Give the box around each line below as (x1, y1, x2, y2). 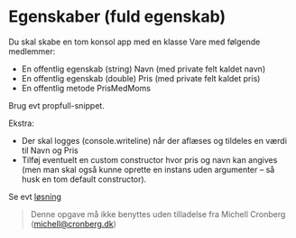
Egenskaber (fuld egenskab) (8, 6, 227, 27)
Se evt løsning (8, 191, 62, 202)
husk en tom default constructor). (21, 174, 147, 185)
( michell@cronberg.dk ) (30, 218, 116, 229)
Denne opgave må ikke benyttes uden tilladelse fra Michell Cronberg (30, 208, 286, 219)
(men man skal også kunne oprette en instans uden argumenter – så (21, 164, 275, 175)
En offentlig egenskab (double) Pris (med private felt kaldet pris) (21, 72, 261, 83)
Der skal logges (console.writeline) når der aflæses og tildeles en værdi (21, 135, 288, 146)
